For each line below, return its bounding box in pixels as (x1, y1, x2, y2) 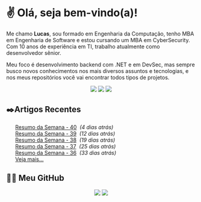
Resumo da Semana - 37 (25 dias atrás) (14, 142, 116, 150)
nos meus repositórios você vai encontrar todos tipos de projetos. (6, 74, 170, 81)
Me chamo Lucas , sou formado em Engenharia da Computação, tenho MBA (6, 30, 194, 37)
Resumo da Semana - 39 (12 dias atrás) (14, 130, 116, 137)
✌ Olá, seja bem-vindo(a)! (6, 6, 138, 20)
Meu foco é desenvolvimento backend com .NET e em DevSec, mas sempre (6, 61, 196, 68)
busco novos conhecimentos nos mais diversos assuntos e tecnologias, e (6, 67, 189, 74)
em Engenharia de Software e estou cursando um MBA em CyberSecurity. (6, 36, 191, 43)
